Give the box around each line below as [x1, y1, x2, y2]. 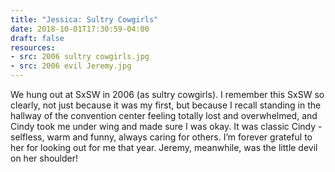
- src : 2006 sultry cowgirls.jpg [10, 52, 150, 62]
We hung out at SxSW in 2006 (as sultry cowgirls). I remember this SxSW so [10, 89, 325, 100]
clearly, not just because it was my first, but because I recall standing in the [10, 99, 322, 111]
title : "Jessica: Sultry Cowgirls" [10, 14, 159, 25]
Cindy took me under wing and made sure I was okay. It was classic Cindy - [10, 121, 323, 132]
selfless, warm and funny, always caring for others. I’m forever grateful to [10, 131, 313, 143]
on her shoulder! [10, 152, 79, 164]
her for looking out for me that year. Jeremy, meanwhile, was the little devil [10, 142, 318, 153]
